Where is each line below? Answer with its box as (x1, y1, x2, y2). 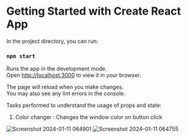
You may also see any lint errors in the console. (6, 90, 125, 97)
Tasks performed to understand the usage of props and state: (6, 102, 162, 109)
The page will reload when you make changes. (6, 84, 124, 91)
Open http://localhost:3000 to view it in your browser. (6, 71, 142, 79)
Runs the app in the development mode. (6, 65, 107, 73)
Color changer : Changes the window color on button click (15, 114, 163, 121)
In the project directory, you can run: (6, 37, 98, 45)
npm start (6, 53, 35, 59)
